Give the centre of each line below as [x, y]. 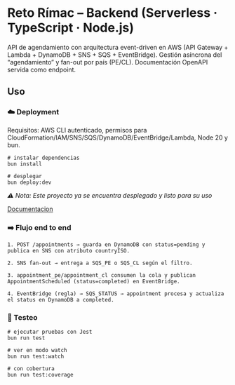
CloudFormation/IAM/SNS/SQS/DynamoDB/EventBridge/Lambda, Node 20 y [117, 137]
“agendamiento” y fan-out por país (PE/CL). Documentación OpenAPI [108, 62]
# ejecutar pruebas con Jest [50, 332]
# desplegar [25, 176]
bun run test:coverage [40, 375]
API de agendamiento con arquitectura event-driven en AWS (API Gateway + [118, 47]
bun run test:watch [36, 357]
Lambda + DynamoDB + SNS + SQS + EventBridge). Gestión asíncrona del [115, 55]
